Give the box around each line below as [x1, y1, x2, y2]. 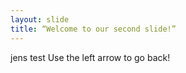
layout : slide [10, 14, 70, 25]
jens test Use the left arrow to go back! [10, 51, 171, 63]
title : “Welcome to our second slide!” [10, 24, 177, 34]
